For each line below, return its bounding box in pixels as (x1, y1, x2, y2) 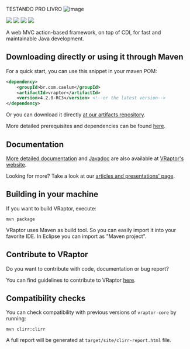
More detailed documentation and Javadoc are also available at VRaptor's (6, 155, 184, 162)
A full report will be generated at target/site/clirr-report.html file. (6, 337, 171, 344)
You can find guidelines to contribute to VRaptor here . (6, 277, 136, 284)
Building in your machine (6, 189, 99, 199)
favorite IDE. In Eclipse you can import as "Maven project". (6, 233, 147, 240)
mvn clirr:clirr (6, 326, 46, 333)
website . (6, 161, 27, 168)
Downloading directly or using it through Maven (6, 52, 184, 62)
